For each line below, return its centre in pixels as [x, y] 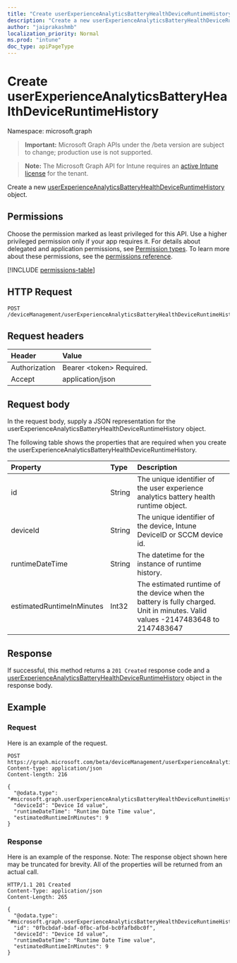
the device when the [171, 593]
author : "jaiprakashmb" [42, 27]
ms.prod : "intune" [34, 40]
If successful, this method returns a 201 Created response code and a [109, 670]
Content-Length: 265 [38, 897]
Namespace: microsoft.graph [50, 131]
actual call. [23, 871]
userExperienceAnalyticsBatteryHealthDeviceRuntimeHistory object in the [115, 678]
